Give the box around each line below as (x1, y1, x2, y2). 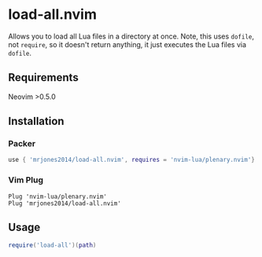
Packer (8, 138, 36, 149)
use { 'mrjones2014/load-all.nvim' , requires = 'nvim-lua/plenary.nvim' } (8, 156, 256, 164)
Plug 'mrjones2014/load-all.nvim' (8, 199, 122, 207)
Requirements (8, 71, 79, 84)
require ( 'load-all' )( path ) (8, 241, 97, 249)
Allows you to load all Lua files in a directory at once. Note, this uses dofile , (8, 31, 254, 41)
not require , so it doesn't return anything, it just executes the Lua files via (8, 39, 246, 49)
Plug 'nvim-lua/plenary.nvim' (8, 193, 108, 200)
